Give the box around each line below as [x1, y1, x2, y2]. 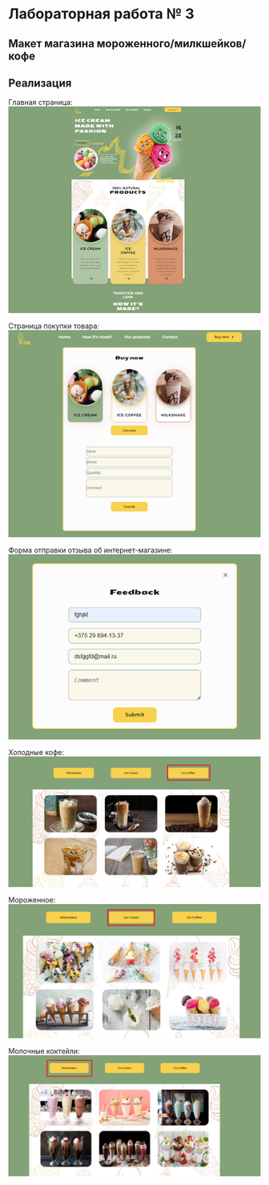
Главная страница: [8, 98, 73, 107]
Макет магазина [8, 37, 94, 50]
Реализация [8, 76, 72, 90]
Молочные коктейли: [8, 1046, 80, 1055]
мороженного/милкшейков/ [96, 37, 247, 50]
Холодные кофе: [8, 748, 64, 757]
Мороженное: [8, 895, 56, 905]
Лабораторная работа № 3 [8, 5, 195, 23]
